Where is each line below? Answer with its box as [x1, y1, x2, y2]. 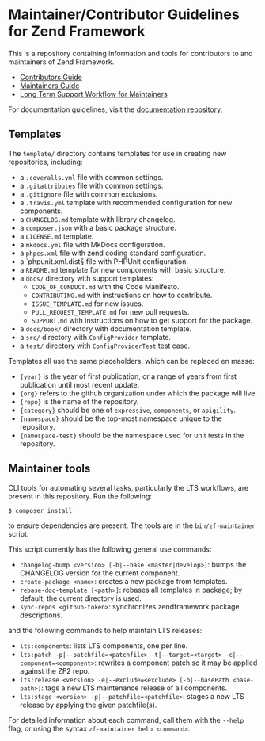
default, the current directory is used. [19, 593, 142, 603]
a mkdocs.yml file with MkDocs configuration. [19, 239, 165, 249]
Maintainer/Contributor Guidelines [8, 6, 240, 24]
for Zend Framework [8, 22, 146, 40]
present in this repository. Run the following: [8, 491, 153, 501]
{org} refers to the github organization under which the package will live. [19, 388, 258, 398]
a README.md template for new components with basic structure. [19, 265, 226, 274]
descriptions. [19, 610, 63, 620]
